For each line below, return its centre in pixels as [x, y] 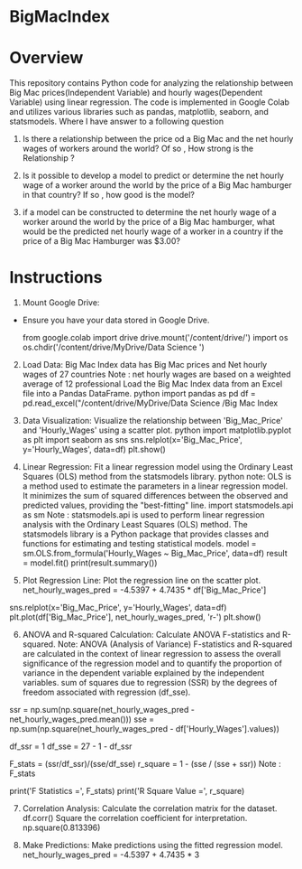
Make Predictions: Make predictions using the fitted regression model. [153, 846]
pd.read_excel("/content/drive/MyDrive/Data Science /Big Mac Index [150, 403]
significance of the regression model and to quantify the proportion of [152, 663]
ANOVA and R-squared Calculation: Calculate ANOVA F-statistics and [151, 635]
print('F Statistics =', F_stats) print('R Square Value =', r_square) [127, 791]
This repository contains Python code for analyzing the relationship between [151, 83]
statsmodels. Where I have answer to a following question [117, 121]
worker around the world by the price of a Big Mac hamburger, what [148, 222]
